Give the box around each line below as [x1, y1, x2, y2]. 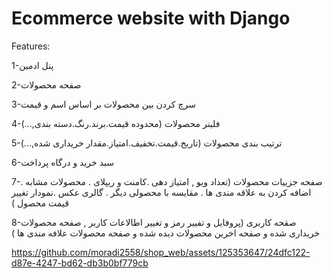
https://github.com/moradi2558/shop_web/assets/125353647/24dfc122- [11, 246, 311, 258]
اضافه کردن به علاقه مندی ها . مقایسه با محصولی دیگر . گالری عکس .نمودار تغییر [11, 186, 312, 198]
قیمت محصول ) [11, 197, 69, 209]
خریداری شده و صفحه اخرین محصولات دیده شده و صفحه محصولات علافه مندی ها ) [11, 227, 321, 239]
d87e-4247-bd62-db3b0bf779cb [11, 257, 149, 269]
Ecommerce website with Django [11, 7, 291, 30]
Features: [11, 40, 51, 52]
